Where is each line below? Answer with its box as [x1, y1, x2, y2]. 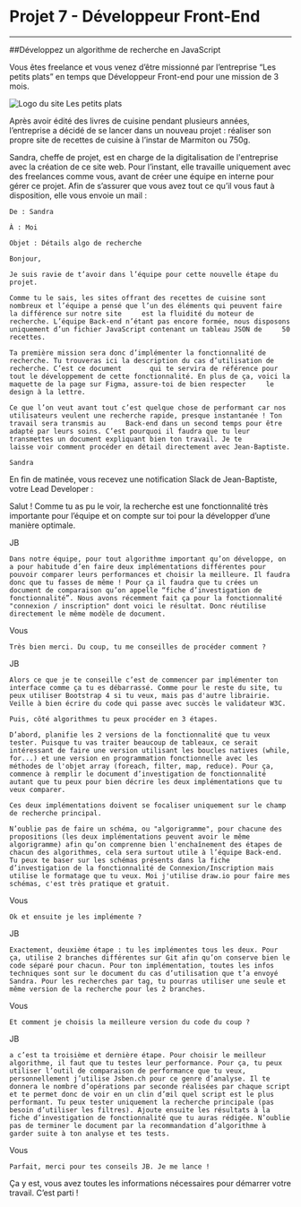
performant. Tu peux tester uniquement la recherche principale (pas [9, 1098, 275, 1107]
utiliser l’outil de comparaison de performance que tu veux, [9, 1066, 246, 1075]
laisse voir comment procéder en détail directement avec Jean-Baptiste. [9, 442, 291, 452]
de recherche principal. [9, 808, 102, 817]
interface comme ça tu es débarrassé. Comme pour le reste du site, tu [9, 683, 282, 692]
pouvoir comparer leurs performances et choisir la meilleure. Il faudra [9, 570, 291, 579]
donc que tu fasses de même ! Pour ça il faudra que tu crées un [9, 578, 258, 587]
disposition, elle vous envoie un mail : [9, 190, 148, 201]
